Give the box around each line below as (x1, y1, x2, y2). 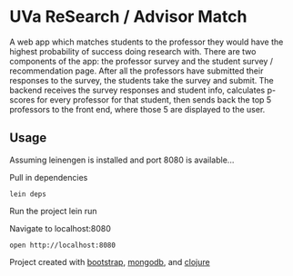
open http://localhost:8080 (9, 241, 116, 250)
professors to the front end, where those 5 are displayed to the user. (9, 103, 266, 114)
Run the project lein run (9, 205, 97, 216)
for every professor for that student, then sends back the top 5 (36, 94, 272, 105)
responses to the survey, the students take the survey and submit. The (9, 74, 275, 85)
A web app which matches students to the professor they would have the (9, 36, 284, 47)
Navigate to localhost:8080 (9, 222, 112, 233)
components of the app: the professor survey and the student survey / (9, 55, 274, 66)
